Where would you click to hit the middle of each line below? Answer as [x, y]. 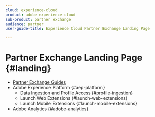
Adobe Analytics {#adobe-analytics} [50, 109]
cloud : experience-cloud [31, 10]
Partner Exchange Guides [39, 82]
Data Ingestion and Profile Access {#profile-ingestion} [76, 93]
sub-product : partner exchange [38, 19]
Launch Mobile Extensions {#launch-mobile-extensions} [79, 104]
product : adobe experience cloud [40, 15]
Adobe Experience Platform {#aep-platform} [59, 88]
